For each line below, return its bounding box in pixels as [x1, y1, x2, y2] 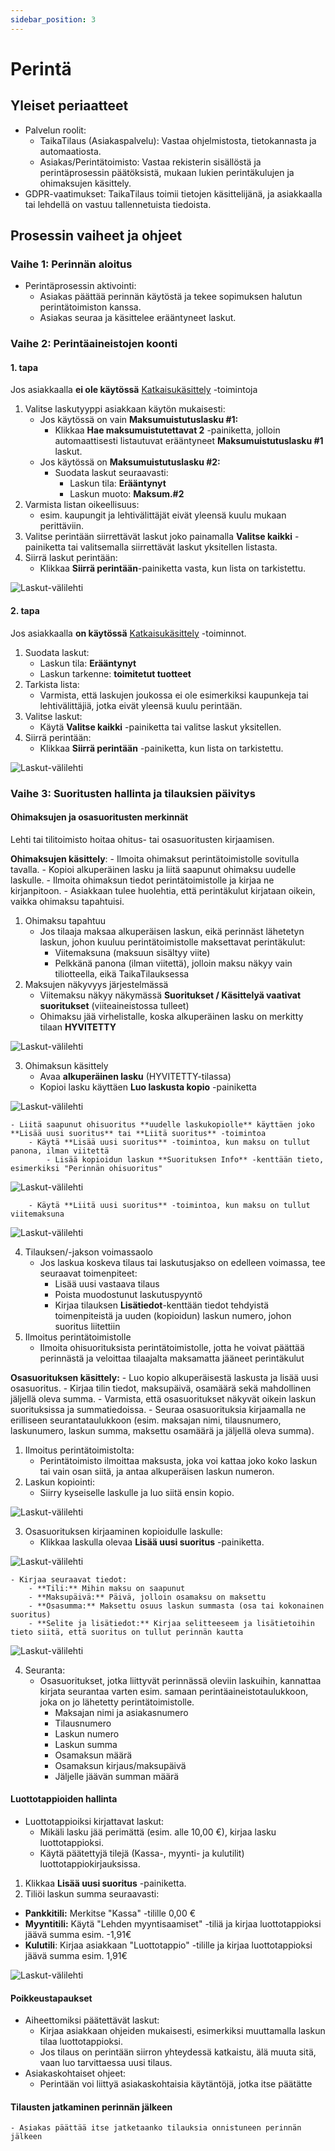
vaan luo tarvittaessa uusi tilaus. [39, 2057, 173, 2069]
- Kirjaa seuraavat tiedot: [10, 1574, 128, 1585]
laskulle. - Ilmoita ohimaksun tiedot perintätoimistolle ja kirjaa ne [10, 874, 275, 886]
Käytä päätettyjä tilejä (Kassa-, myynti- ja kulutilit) [39, 1847, 245, 1859]
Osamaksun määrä [54, 1749, 133, 1761]
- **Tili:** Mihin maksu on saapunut [28, 1583, 186, 1593]
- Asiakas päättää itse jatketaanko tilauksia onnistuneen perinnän [10, 2123, 302, 2133]
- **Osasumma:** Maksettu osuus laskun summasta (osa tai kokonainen [28, 1601, 325, 1611]
